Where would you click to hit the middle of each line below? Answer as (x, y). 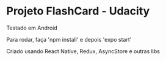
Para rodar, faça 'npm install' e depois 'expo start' (69, 39)
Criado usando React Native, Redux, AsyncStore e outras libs (83, 51)
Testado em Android (32, 28)
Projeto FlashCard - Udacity (78, 11)
